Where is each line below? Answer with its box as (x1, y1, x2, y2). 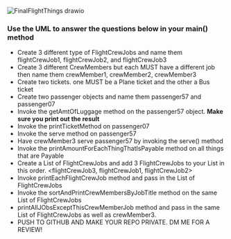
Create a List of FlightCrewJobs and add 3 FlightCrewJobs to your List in (17, 159, 225, 167)
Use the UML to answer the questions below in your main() (7, 24, 208, 33)
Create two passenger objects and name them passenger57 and (17, 92, 202, 101)
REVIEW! (17, 226, 43, 234)
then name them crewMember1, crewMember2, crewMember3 (17, 70, 197, 79)
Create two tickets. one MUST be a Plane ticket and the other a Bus (17, 78, 210, 86)
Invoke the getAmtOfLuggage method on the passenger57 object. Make (17, 108, 223, 116)
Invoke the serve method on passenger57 (17, 129, 137, 138)
